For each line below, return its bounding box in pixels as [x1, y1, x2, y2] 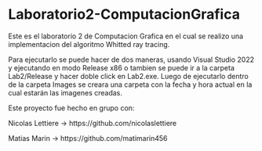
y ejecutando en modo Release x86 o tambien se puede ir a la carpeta [8, 63, 235, 72]
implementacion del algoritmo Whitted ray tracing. [8, 39, 170, 49]
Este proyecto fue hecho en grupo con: [8, 103, 135, 113]
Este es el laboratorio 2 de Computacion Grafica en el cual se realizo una [8, 31, 244, 41]
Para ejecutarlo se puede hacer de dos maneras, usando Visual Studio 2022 [8, 55, 255, 64]
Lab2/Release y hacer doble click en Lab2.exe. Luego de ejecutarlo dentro [8, 71, 249, 81]
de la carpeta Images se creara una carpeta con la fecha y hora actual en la [8, 80, 253, 89]
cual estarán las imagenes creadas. [8, 88, 123, 97]
